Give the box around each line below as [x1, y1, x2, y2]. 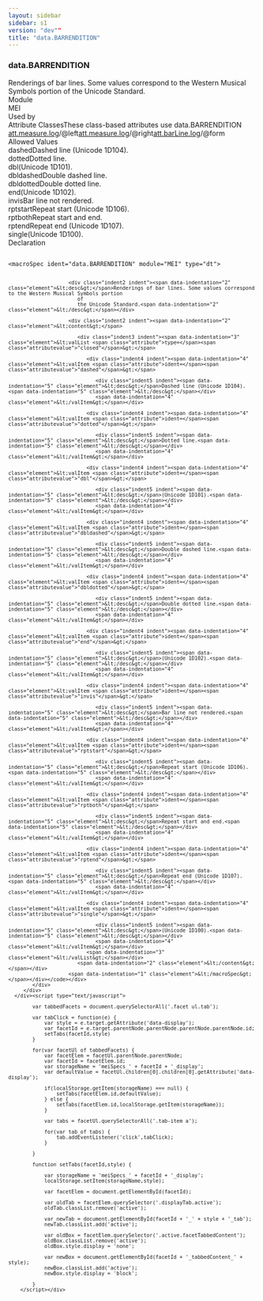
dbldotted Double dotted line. [8, 179, 102, 188]
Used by [8, 112, 36, 121]
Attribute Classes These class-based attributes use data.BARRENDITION [8, 120, 242, 129]
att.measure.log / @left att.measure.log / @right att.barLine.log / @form [8, 128, 225, 138]
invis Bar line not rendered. [8, 196, 94, 205]
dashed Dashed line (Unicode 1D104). [8, 145, 129, 154]
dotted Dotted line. [8, 154, 67, 163]
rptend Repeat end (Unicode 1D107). [8, 221, 125, 230]
